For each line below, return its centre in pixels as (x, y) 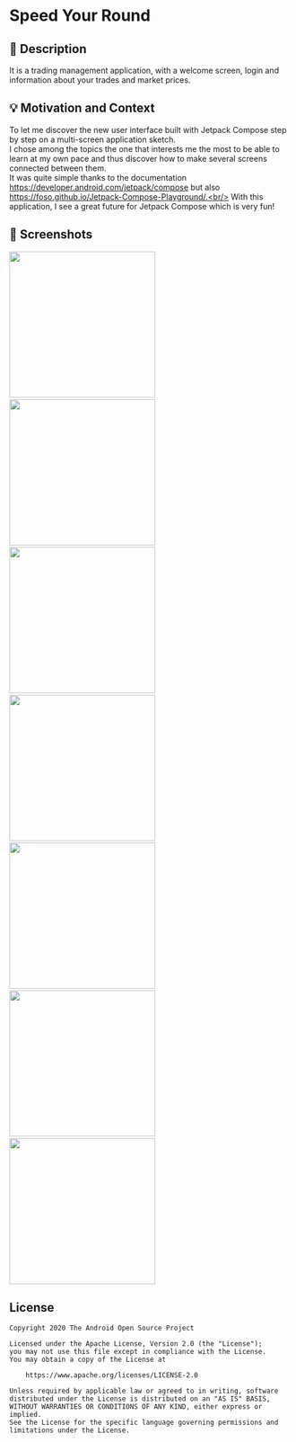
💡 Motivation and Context (82, 108)
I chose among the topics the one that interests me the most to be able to (144, 148)
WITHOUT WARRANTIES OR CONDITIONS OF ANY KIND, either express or (136, 1407)
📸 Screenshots (51, 235)
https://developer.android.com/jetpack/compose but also (115, 187)
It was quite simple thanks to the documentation (98, 177)
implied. (26, 1415)
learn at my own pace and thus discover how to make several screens (138, 158)
